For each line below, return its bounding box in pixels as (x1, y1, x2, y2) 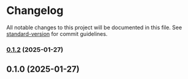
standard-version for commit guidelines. (6, 30, 108, 37)
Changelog (6, 4, 64, 18)
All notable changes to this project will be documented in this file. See (6, 24, 182, 31)
